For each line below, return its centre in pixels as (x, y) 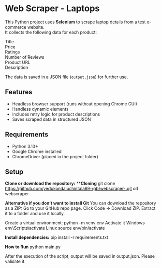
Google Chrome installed (37, 151)
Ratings (13, 52)
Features (19, 92)
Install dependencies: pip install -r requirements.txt (57, 237)
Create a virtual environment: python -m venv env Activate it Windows (75, 223)
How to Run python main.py (33, 247)
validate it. (15, 261)
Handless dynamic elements (40, 109)
